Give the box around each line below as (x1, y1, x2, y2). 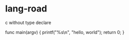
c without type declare (5, 19, 51, 25)
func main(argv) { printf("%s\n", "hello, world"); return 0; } (5, 29, 125, 35)
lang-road (5, 3, 47, 14)
